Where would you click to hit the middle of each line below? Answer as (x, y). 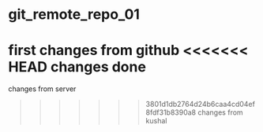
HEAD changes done (77, 67)
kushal (156, 121)
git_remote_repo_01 (74, 15)
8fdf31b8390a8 (171, 112)
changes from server (42, 89)
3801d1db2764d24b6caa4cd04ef (200, 104)
